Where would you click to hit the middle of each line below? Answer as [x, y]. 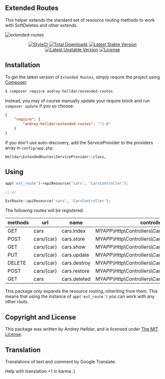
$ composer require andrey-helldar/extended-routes [59, 91]
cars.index [74, 231]
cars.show [74, 247]
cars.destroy [76, 263]
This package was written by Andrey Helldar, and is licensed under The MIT [82, 329]
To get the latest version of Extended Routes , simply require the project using [82, 77]
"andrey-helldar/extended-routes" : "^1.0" [67, 124]
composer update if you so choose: [40, 106]
